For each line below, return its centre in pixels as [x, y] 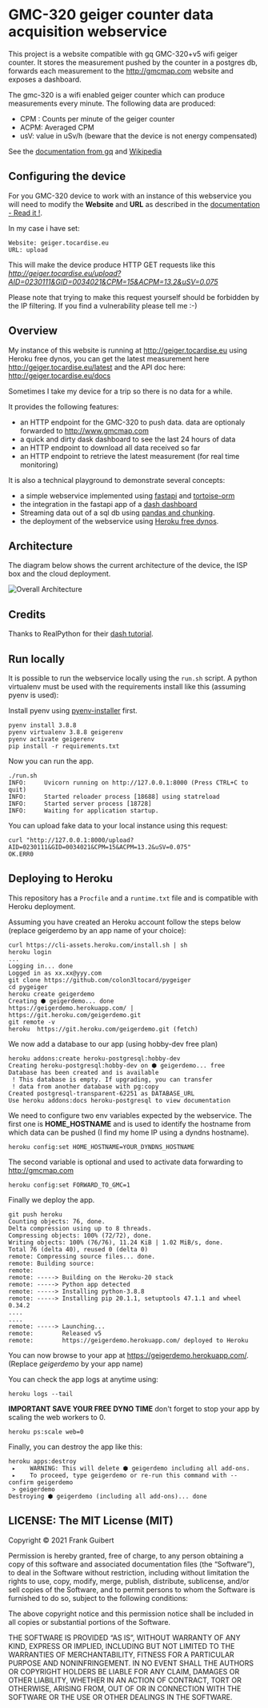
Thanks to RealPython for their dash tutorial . [81, 634]
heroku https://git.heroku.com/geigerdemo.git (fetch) [103, 1029]
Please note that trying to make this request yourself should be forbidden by [134, 297]
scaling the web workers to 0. [57, 1417]
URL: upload [28, 249]
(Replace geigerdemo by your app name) [76, 1363]
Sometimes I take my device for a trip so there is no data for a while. [120, 391]
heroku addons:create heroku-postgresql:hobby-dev [94, 1058]
